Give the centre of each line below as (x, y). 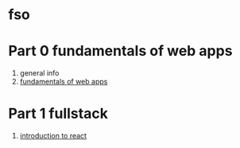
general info (39, 73)
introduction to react (53, 136)
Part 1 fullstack (58, 114)
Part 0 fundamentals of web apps (120, 51)
